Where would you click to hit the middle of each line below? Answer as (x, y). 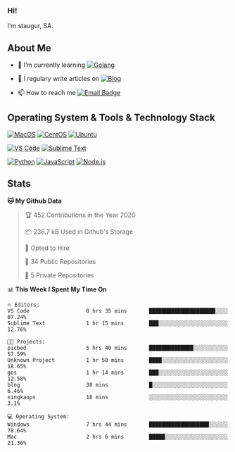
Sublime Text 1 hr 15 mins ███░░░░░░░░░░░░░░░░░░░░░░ (118, 323)
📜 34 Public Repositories (60, 261)
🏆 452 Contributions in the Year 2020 (80, 215)
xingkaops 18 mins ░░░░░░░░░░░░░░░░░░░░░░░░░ (118, 397)
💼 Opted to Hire (47, 248)
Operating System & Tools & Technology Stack (112, 117)
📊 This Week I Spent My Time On (57, 289)
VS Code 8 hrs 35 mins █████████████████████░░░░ (118, 311)
